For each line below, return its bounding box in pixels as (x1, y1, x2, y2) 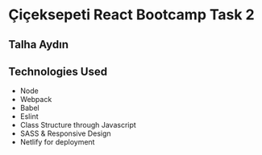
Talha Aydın (8, 38, 69, 51)
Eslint (19, 112, 39, 121)
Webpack (19, 95, 52, 104)
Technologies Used (8, 64, 107, 78)
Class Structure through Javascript (19, 120, 137, 130)
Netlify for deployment (19, 137, 95, 147)
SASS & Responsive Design (19, 128, 111, 138)
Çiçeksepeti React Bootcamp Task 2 (8, 6, 256, 24)
